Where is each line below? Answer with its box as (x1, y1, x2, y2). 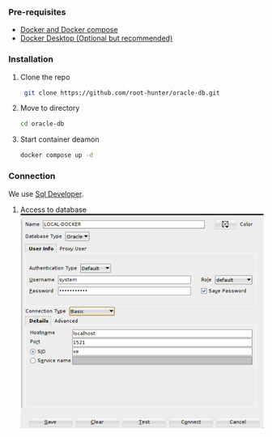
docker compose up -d (19, 151, 93, 159)
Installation (8, 53, 54, 65)
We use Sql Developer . (8, 189, 84, 198)
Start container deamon (19, 134, 100, 144)
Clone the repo (19, 72, 70, 82)
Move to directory (19, 104, 80, 113)
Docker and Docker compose (19, 25, 119, 35)
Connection (8, 171, 56, 182)
